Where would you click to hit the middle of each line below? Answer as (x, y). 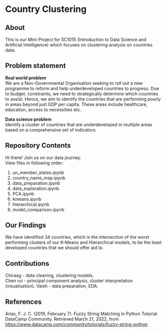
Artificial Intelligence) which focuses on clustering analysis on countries (79, 45)
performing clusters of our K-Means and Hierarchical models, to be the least (83, 242)
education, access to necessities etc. (43, 109)
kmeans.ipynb (27, 199)
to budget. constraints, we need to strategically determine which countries (82, 94)
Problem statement (36, 66)
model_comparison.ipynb (38, 209)
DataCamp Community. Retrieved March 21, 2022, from (62, 319)
